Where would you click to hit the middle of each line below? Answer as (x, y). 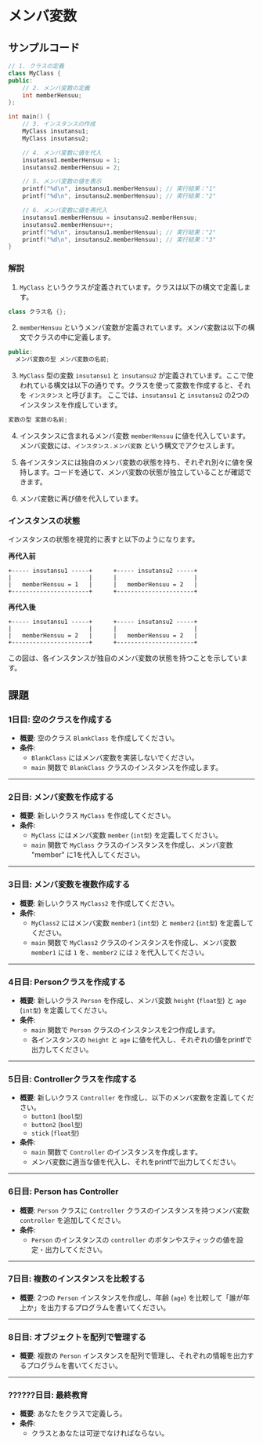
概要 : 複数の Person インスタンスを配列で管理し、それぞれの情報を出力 (133, 1356)
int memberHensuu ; (52, 95)
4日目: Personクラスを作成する (67, 982)
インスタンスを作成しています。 (70, 405)
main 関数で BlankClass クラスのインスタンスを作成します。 (127, 768)
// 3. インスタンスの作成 (59, 124)
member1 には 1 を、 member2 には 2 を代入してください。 (120, 952)
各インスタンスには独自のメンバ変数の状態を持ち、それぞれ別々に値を (133, 462)
